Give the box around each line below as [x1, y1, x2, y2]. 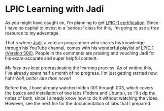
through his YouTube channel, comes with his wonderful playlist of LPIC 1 [5, 45, 154, 51]
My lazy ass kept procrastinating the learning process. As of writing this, [5, 65, 153, 71]
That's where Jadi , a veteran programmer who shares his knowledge [5, 39, 145, 45]
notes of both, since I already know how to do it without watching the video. [5, 95, 159, 101]
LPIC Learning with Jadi [5, 3, 104, 15]
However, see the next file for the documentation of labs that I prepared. [5, 100, 152, 106]
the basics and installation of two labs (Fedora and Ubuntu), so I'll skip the [5, 90, 156, 96]
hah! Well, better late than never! [5, 75, 71, 81]
